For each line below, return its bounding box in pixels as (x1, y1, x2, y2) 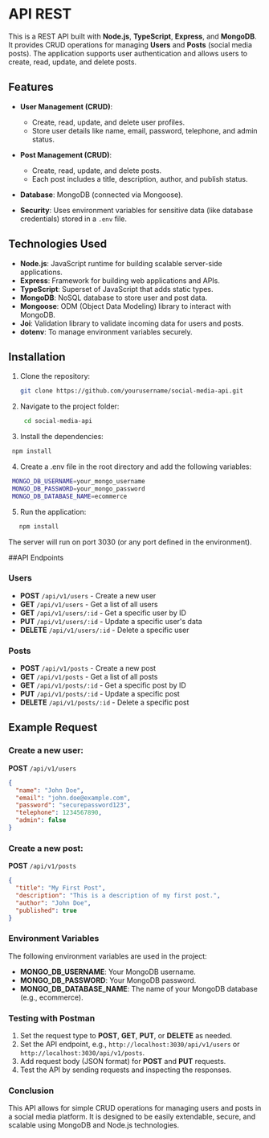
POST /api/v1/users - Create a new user (19, 590, 157, 600)
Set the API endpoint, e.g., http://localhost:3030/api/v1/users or (19, 1039, 240, 1050)
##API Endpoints (8, 553, 64, 562)
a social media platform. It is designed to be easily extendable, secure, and (8, 1111, 256, 1122)
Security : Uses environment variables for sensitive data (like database (19, 205, 254, 215)
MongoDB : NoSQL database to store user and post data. (19, 293, 208, 302)
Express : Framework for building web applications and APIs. (19, 275, 221, 286)
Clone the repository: (19, 372, 91, 381)
